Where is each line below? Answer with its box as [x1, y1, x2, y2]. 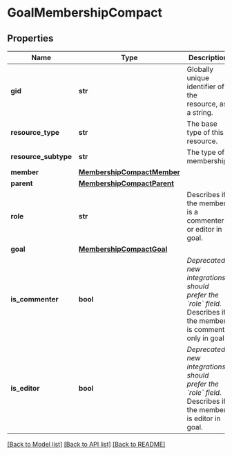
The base [186, 119, 217, 129]
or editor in [186, 225, 222, 234]
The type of [186, 147, 225, 157]
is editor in [186, 414, 221, 423]
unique [186, 73, 209, 82]
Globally [186, 64, 214, 74]
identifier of [186, 82, 224, 91]
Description [188, 53, 228, 62]
